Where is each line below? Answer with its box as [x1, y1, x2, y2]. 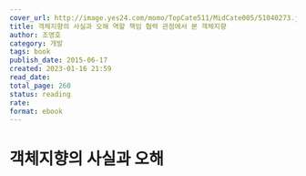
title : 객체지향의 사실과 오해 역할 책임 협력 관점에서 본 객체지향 [9, 22, 227, 31]
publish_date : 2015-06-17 [9, 56, 107, 65]
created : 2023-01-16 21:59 [9, 65, 112, 74]
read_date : [9, 73, 51, 82]
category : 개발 [9, 38, 64, 48]
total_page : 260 [9, 81, 71, 90]
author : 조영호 [9, 30, 62, 39]
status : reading [9, 89, 71, 98]
